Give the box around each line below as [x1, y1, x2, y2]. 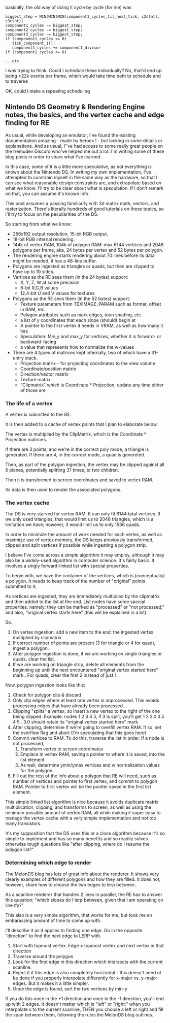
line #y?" [5, 902, 24, 908]
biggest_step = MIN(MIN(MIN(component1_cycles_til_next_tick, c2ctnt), [5, 14, 160, 19]
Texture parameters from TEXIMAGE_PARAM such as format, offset [20, 301, 161, 307]
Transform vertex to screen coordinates [20, 746, 104, 752]
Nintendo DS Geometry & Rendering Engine [5, 103, 145, 111]
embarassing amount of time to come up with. [5, 917, 101, 923]
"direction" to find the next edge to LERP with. [5, 933, 101, 939]
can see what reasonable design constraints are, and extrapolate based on [5, 180, 161, 186]
